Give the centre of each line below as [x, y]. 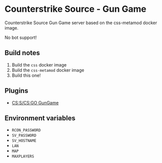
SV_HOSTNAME [24, 141]
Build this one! [26, 75]
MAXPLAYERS [23, 157]
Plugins [16, 91]
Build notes [22, 53]
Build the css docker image [39, 65]
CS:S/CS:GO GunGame [35, 102]
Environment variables [40, 118]
